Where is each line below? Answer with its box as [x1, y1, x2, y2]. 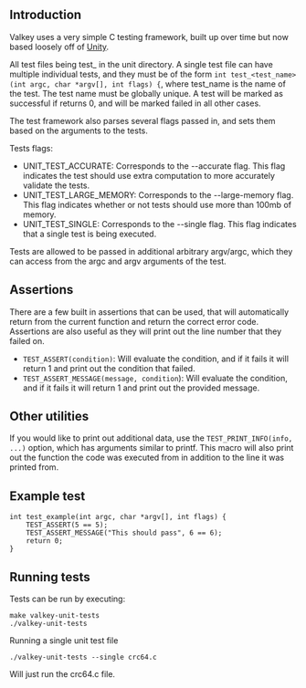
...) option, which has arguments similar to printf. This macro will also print [9, 443, 294, 453]
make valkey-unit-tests [9, 611, 100, 620]
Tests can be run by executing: [9, 593, 126, 605]
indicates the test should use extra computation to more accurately [22, 170, 276, 181]
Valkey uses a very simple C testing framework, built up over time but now [9, 31, 290, 42]
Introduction [9, 7, 82, 23]
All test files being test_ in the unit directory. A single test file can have [9, 58, 274, 69]
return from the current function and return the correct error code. [9, 316, 259, 327]
